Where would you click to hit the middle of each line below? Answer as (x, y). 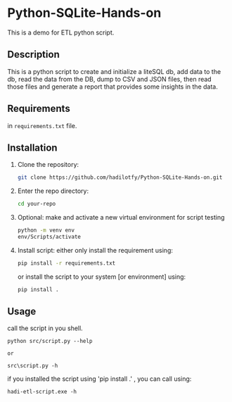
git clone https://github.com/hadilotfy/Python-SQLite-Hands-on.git (120, 177)
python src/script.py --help (50, 341)
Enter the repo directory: (53, 191)
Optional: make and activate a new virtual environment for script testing (121, 218)
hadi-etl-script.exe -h (42, 392)
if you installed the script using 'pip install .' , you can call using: (99, 379)
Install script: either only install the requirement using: (95, 250)
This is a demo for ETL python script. (61, 32)
